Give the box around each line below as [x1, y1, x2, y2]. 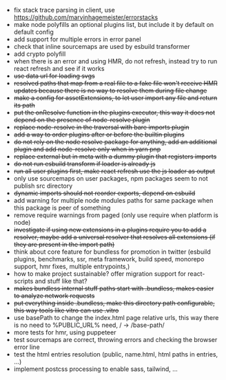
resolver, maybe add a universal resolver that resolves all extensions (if [13, 233, 216, 241]
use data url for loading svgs [13, 72, 95, 80]
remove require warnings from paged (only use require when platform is [13, 211, 218, 219]
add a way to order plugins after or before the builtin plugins [13, 130, 185, 139]
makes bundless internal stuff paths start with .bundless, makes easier [13, 284, 214, 292]
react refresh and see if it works [13, 65, 105, 72]
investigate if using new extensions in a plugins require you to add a [13, 226, 207, 234]
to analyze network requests [13, 292, 95, 299]
